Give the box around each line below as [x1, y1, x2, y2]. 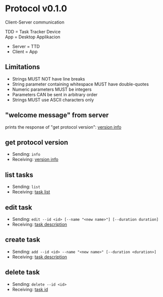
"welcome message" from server [5, 111, 109, 119]
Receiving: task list [12, 189, 50, 195]
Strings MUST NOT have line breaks [12, 76, 85, 81]
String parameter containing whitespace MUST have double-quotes [12, 81, 149, 87]
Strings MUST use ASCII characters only [12, 97, 94, 103]
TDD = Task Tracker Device [5, 28, 61, 34]
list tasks [5, 170, 33, 179]
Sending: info [12, 151, 41, 157]
